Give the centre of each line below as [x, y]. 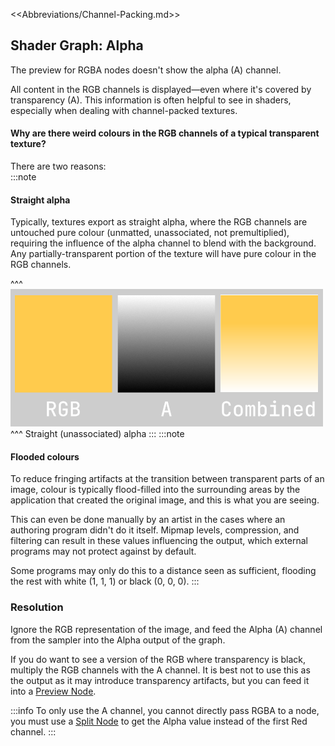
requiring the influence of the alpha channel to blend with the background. [163, 243]
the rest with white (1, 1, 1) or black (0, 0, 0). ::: [105, 581]
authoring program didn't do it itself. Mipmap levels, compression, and [155, 530]
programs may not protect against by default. [103, 551]
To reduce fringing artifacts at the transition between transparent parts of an [167, 479]
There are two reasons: [58, 166]
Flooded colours [45, 456]
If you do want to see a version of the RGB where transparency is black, [158, 659]
